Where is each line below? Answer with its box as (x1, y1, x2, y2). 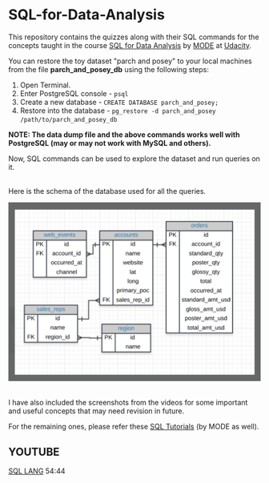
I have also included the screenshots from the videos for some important (8, 398, 248, 408)
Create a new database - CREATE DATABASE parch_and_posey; (19, 97, 219, 107)
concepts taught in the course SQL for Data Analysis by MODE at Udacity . (8, 40, 252, 50)
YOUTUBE (8, 445, 60, 458)
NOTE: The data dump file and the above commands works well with (8, 130, 240, 139)
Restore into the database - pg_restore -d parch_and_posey (19, 106, 216, 115)
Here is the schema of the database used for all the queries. (8, 186, 207, 195)
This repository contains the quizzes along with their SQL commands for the (8, 32, 259, 42)
